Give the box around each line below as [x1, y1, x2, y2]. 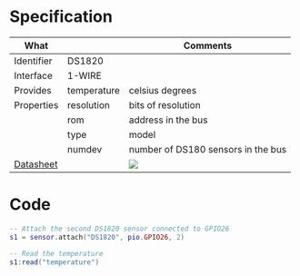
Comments [183, 39, 233, 52]
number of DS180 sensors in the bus [128, 143, 287, 155]
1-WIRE [66, 69, 102, 82]
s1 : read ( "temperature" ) [9, 257, 100, 267]
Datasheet [14, 157, 58, 170]
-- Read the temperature [9, 249, 104, 258]
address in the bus [128, 113, 208, 126]
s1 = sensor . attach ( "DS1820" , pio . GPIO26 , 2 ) [9, 232, 185, 241]
